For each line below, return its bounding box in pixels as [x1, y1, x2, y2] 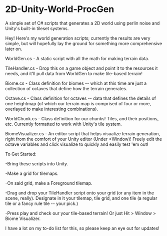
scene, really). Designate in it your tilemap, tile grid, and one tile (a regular [5, 195, 157, 201]
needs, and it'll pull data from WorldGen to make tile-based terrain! [5, 70, 142, 76]
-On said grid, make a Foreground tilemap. [5, 180, 92, 186]
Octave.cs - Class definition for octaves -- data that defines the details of [5, 95, 156, 101]
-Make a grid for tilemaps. [5, 170, 59, 176]
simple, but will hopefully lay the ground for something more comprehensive [5, 40, 162, 46]
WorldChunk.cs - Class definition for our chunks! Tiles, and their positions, [5, 115, 159, 121]
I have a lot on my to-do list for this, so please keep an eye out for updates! [5, 225, 159, 231]
